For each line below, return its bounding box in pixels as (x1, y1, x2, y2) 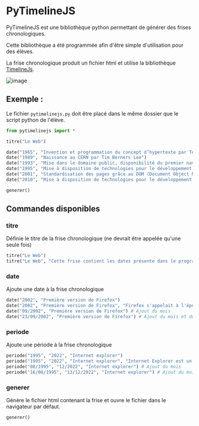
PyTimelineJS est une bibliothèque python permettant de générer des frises (6, 24, 191, 31)
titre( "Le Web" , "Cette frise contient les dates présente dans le (6, 258, 176, 264)
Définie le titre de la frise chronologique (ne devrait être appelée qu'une (6, 235, 181, 242)
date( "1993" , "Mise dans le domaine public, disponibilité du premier (6, 160, 184, 166)
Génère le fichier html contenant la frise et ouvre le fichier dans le (6, 396, 166, 403)
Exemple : (6, 94, 43, 104)
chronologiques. (6, 30, 46, 37)
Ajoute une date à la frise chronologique (6, 286, 104, 293)
